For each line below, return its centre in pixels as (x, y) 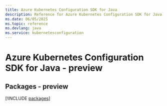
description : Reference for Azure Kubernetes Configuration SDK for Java (84, 14)
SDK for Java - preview (54, 68)
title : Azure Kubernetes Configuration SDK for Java (61, 10)
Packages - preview (37, 86)
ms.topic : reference (27, 24)
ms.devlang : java (23, 28)
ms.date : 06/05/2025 (27, 19)
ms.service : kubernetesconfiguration (44, 33)
